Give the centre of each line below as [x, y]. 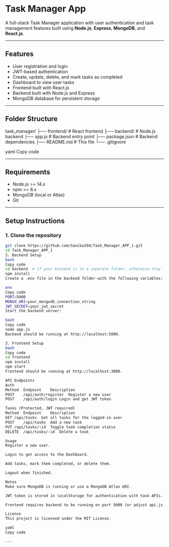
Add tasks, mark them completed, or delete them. [58, 464]
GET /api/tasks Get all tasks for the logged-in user [64, 418]
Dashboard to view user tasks [43, 82]
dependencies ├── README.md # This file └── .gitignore [66, 142]
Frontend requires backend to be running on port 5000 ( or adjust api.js [84, 505]
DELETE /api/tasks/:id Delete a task [47, 432]
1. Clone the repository [33, 235]
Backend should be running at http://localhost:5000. [63, 334]
